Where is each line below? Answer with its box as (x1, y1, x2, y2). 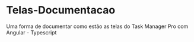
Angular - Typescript (6, 29, 57, 36)
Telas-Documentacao (6, 3, 116, 17)
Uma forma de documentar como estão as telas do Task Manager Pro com (6, 23, 189, 30)
